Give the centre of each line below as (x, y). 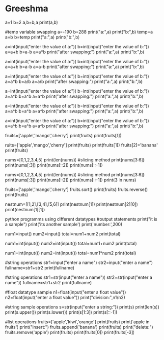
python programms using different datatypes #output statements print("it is (81, 219)
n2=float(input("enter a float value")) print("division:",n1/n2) (65, 297)
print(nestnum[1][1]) (25, 209)
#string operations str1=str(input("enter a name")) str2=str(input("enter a (79, 277)
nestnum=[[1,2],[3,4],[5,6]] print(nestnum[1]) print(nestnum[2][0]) (72, 204)
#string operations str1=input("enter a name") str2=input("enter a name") (79, 263)
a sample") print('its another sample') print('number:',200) (64, 224)
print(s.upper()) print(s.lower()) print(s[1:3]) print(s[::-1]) (61, 312)
